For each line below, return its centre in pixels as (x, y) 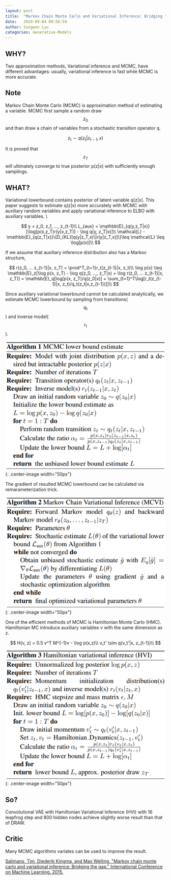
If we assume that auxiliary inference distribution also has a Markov (76, 252)
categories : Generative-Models (38, 32)
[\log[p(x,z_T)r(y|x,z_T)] (51, 231)
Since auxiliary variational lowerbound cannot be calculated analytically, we (84, 294)
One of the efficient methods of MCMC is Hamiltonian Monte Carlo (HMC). (83, 622)
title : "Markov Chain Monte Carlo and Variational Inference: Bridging (84, 16)
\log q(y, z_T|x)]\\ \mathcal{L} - (112, 231)
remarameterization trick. (32, 490)
